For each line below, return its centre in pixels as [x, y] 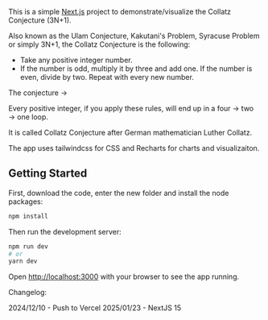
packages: [26, 202]
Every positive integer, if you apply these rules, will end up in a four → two [131, 108]
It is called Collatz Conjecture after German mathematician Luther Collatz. [130, 133]
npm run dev [28, 246]
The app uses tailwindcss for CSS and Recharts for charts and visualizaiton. [134, 148]
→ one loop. [28, 117]
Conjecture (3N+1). [40, 20]
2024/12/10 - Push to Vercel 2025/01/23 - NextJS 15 [95, 308]
